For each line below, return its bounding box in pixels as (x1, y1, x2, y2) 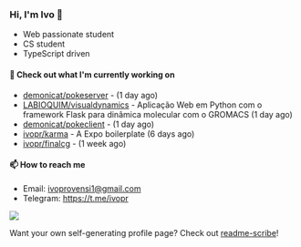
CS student (22, 38, 66, 49)
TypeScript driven (22, 48, 90, 59)
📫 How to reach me (9, 160, 86, 170)
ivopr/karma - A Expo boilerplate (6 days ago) (22, 128, 195, 139)
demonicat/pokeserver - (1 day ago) (22, 89, 158, 100)
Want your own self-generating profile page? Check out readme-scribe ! (9, 227, 279, 238)
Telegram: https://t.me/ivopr (22, 192, 130, 203)
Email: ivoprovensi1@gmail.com (22, 182, 141, 194)
